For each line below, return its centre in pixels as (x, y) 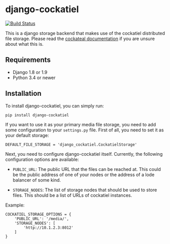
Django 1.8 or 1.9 (30, 72)
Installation (23, 94)
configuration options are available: (42, 159)
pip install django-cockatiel (37, 115)
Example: (15, 205)
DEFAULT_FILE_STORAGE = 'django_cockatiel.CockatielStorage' (71, 145)
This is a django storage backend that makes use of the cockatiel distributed (85, 33)
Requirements (28, 60)
